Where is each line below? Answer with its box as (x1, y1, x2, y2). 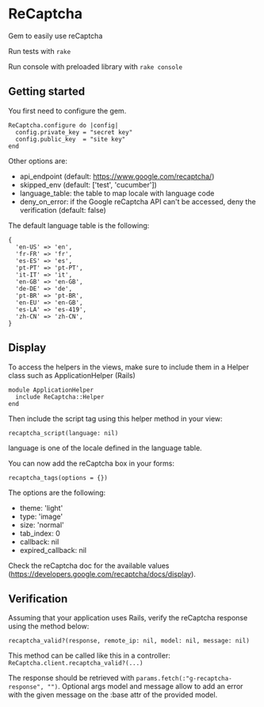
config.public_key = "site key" (15, 135, 126, 143)
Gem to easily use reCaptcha (8, 31, 103, 41)
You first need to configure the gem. (8, 106, 127, 115)
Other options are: (8, 156, 67, 165)
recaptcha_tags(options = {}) (8, 473, 109, 481)
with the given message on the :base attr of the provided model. (8, 690, 218, 700)
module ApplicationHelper (8, 386, 94, 394)
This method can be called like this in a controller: (8, 651, 170, 660)
